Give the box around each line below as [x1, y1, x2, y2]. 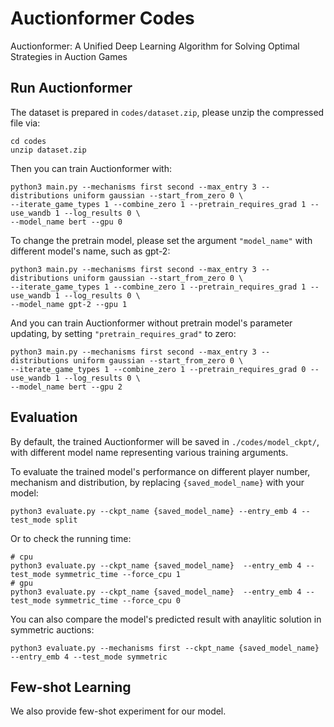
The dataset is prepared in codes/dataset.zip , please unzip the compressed [10, 106, 325, 118]
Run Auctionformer [10, 80, 133, 97]
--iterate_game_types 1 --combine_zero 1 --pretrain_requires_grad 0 [10, 364, 307, 374]
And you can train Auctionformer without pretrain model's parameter [10, 317, 293, 329]
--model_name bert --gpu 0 [10, 217, 123, 227]
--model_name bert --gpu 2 [10, 382, 123, 392]
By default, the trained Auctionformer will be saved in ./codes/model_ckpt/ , [10, 435, 320, 447]
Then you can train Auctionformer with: [10, 162, 173, 174]
